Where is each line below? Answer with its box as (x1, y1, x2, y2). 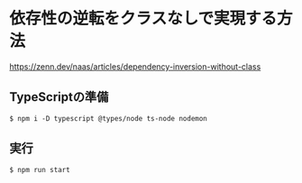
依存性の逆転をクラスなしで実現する (9, 8, 278, 29)
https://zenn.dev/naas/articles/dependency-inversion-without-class (9, 60, 261, 72)
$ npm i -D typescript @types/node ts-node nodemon (9, 114, 207, 123)
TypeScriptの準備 (9, 89, 109, 105)
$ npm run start (9, 165, 70, 174)
